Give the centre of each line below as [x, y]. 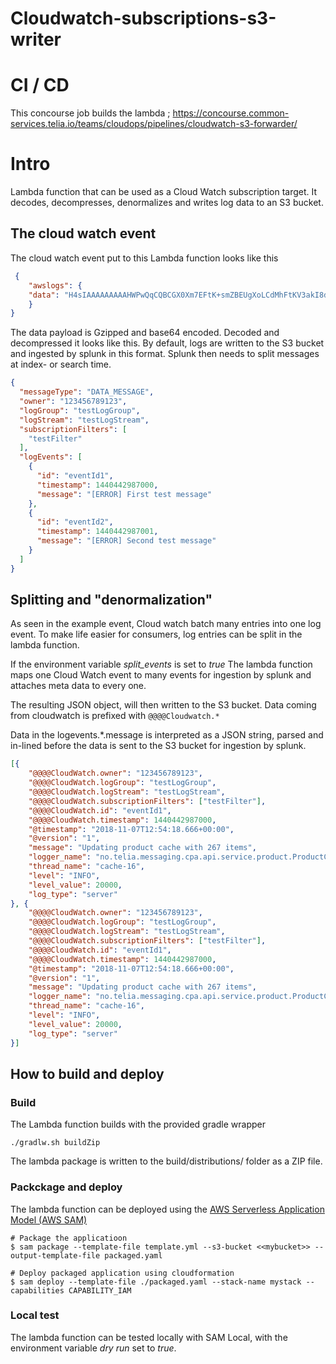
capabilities [37, 1290]
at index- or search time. [61, 364]
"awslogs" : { [55, 285]
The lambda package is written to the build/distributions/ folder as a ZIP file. [166, 1161]
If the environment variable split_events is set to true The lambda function [161, 664]
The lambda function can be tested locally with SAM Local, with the [149, 1337]
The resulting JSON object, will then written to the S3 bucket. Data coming [163, 705]
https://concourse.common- [231, 113]
